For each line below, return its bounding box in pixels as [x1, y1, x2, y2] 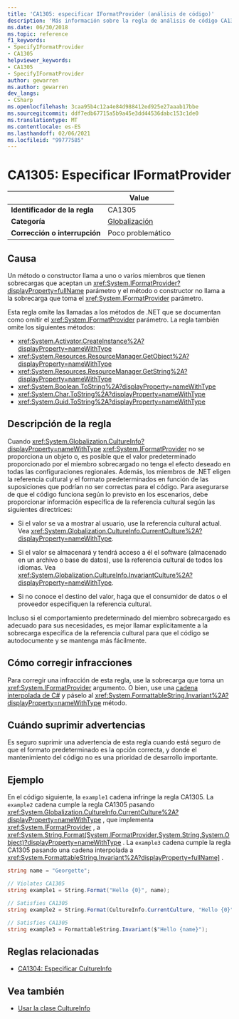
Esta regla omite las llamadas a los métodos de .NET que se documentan [7, 308, 221, 316]
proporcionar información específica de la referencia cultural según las [7, 497, 216, 506]
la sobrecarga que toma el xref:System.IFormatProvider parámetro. [7, 294, 204, 302]
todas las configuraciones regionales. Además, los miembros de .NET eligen [7, 467, 231, 476]
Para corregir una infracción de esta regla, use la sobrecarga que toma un [7, 675, 224, 685]
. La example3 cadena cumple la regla [122, 839, 231, 847]
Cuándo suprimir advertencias [7, 720, 146, 732]
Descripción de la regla [7, 418, 112, 430]
